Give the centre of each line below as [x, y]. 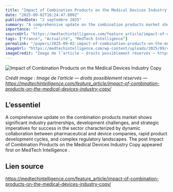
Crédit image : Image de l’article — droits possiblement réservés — [76, 78]
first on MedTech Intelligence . [38, 150]
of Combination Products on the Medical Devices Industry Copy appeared [84, 145]
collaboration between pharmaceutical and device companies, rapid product [86, 134]
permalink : [17, 44]
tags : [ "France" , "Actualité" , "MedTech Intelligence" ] [66, 39]
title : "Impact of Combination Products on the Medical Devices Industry [86, 10]
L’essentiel [23, 105]
